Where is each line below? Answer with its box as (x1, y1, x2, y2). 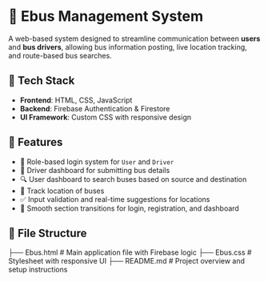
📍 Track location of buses (19, 186, 105, 195)
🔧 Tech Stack (8, 74, 75, 87)
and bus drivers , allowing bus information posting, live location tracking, (8, 42, 248, 51)
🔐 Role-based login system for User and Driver (19, 156, 174, 167)
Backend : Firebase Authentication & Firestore (19, 103, 170, 113)
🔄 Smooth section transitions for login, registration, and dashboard (19, 203, 240, 213)
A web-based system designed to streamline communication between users (8, 34, 261, 43)
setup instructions (8, 264, 68, 275)
